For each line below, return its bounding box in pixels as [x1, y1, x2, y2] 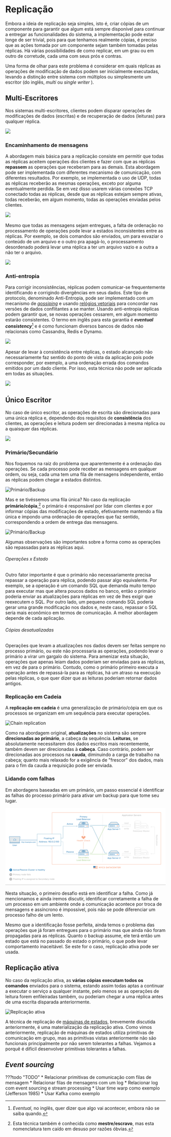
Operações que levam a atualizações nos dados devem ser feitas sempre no [5, 643, 166, 649]
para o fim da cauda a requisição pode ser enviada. [5, 763, 113, 769]
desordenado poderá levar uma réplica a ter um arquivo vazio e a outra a [5, 244, 158, 250]
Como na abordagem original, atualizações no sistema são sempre [5, 730, 147, 736]
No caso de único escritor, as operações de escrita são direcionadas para [5, 409, 160, 415]
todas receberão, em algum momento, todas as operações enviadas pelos [5, 196, 161, 203]
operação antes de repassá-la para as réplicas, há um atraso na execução [5, 670, 161, 676]
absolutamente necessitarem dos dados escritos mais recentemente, [5, 741, 150, 747]
